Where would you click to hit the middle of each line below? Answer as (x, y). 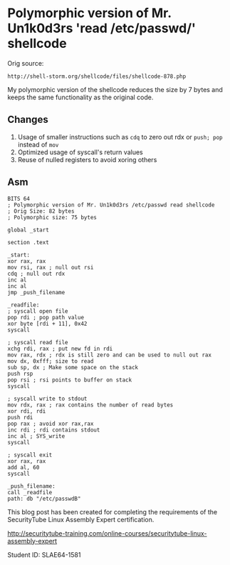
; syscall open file (38, 311)
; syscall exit (30, 455)
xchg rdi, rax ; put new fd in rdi (60, 349)
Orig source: (26, 63)
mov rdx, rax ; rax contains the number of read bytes (90, 405)
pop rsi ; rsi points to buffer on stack (70, 380)
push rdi (20, 417)
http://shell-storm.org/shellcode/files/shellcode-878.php (97, 76)
